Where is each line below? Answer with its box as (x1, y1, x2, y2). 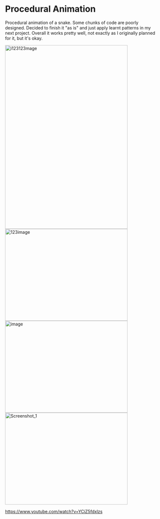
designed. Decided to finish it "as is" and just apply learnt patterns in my (5, 25, 151, 30)
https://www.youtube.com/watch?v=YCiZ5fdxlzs (5, 508, 103, 514)
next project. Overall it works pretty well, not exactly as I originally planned (5, 30, 156, 36)
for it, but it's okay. (5, 35, 43, 41)
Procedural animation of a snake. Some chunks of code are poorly (5, 20, 138, 25)
